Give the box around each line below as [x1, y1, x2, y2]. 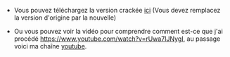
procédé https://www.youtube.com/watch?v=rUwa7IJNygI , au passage [13, 34, 221, 43]
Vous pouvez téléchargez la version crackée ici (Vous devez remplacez [13, 6, 221, 14]
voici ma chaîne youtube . [13, 42, 87, 50]
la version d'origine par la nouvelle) [13, 13, 117, 22]
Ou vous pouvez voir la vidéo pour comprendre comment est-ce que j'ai [13, 27, 223, 35]
